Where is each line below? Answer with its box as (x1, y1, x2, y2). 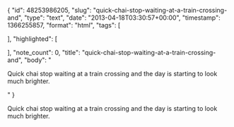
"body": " (24, 56, 52, 64)
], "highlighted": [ (7, 35, 58, 43)
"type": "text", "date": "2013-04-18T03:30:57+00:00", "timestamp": (24, 13, 221, 22)
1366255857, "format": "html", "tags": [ (7, 21, 121, 29)
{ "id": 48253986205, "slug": (7, 6, 92, 14)
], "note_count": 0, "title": (7, 49, 81, 56)
